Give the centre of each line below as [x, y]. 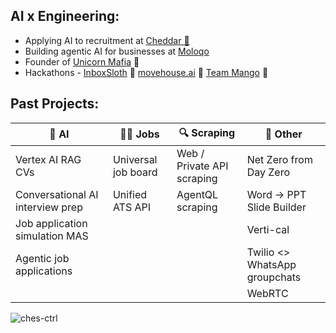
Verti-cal [268, 229]
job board [135, 172]
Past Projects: [55, 104]
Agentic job [42, 258]
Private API [202, 166]
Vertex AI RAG [48, 159]
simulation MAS [52, 236]
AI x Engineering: [65, 16]
